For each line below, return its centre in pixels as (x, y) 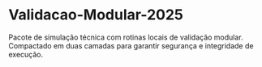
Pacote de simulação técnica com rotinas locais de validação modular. (126, 37)
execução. (26, 54)
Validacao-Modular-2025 (96, 15)
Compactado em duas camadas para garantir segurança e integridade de (131, 45)
